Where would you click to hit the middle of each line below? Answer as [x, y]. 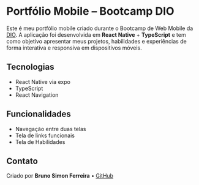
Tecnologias [30, 67]
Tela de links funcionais [45, 135]
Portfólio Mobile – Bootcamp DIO [90, 11]
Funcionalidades [39, 114]
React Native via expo [43, 81]
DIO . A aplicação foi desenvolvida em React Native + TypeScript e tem [96, 34]
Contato [22, 161]
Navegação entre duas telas [51, 129]
